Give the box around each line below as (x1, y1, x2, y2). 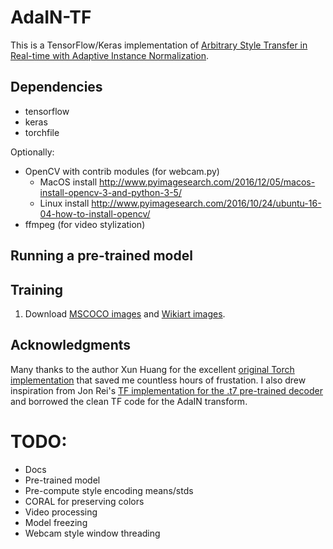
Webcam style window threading (24, 527, 161, 539)
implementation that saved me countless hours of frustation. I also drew (10, 374, 307, 386)
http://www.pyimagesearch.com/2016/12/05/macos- (99, 176, 316, 188)
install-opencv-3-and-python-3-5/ (39, 186, 182, 198)
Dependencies (10, 79, 103, 96)
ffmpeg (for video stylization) (24, 218, 146, 230)
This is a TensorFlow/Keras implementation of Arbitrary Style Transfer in (10, 39, 308, 51)
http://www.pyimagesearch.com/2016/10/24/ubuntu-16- (91, 197, 322, 209)
